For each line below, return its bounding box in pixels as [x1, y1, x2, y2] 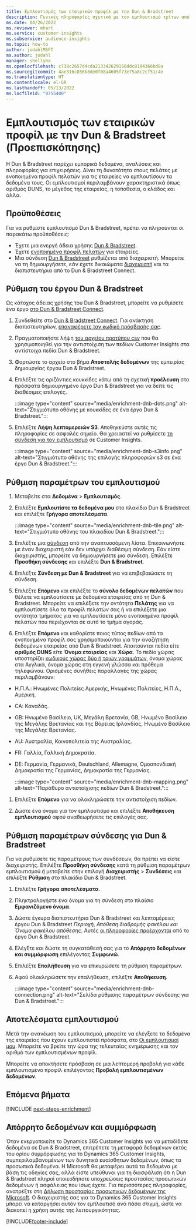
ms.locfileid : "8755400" [6, 91, 67, 96]
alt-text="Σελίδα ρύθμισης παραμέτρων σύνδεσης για [56, 991, 189, 998]
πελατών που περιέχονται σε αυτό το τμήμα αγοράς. [14, 618, 144, 626]
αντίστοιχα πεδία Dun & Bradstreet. [14, 347, 101, 354]
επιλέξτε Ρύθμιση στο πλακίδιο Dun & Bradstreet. [6, 874, 127, 881]
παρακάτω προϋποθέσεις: [6, 230, 70, 237]
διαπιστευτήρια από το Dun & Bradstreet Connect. [14, 267, 136, 274]
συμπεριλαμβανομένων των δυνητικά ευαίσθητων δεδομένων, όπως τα [6, 1157, 181, 1164]
